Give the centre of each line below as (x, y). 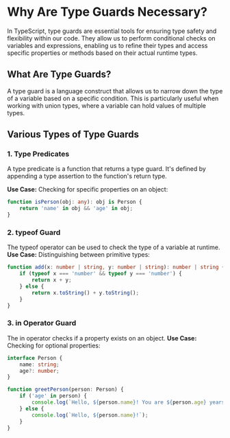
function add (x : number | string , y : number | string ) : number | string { (116, 267)
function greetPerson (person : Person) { (66, 390)
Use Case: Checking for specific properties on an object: (88, 189)
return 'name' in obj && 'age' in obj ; (76, 209)
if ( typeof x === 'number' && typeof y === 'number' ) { (101, 274)
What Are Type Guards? (59, 74)
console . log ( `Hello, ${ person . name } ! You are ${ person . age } (119, 402)
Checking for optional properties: (54, 345)
